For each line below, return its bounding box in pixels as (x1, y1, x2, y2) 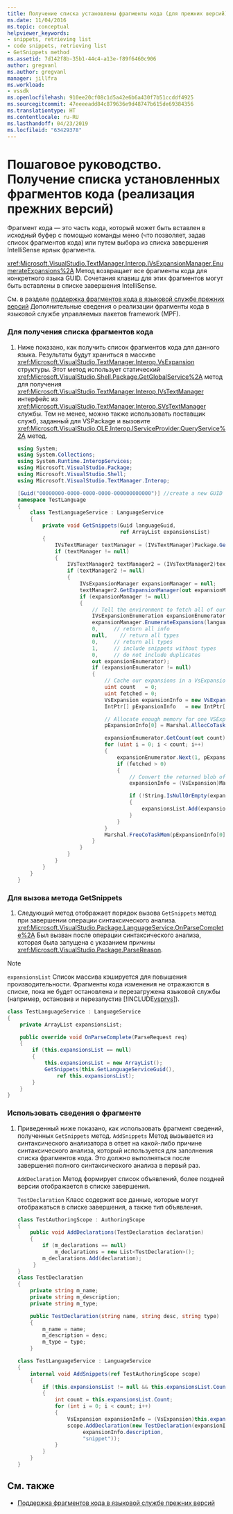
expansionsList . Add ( (141, 806, 201, 813)
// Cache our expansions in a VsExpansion (104, 677, 229, 685)
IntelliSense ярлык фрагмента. (7, 246, 96, 254)
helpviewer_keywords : (7, 29, 70, 37)
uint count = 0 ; (104, 684, 158, 691)
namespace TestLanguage (17, 496, 87, 503)
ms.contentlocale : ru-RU (7, 113, 79, 120)
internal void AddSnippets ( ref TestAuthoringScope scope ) (30, 1370, 201, 1377)
